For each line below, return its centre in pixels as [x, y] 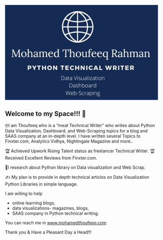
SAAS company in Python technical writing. [56, 213]
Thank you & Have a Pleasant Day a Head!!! [48, 232]
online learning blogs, [34, 203]
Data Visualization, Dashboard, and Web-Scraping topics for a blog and [76, 131]
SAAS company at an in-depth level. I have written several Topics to [73, 136]
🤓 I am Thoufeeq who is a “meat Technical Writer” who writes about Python [80, 126]
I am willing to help [24, 194]
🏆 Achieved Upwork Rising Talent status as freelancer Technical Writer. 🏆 [80, 151]
